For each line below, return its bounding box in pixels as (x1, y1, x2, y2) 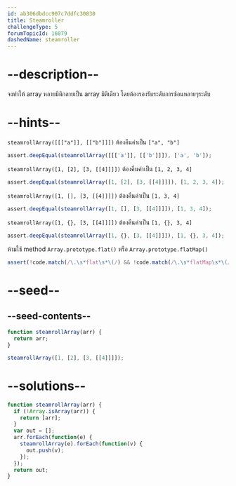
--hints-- (7, 115, 61, 130)
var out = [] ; (13, 427, 55, 435)
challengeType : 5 (7, 23, 58, 30)
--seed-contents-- (7, 310, 91, 322)
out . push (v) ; (25, 447, 65, 454)
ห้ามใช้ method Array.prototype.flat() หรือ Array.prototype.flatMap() (7, 245, 209, 253)
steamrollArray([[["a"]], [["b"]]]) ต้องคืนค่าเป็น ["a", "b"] (7, 138, 181, 146)
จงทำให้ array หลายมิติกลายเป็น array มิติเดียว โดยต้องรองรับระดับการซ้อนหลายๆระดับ (7, 90, 211, 98)
